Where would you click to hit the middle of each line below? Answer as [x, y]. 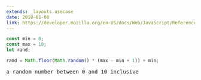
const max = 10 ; [26, 44]
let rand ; [19, 50]
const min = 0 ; [25, 39]
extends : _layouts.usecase [40, 12]
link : [13, 23]
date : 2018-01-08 [28, 17]
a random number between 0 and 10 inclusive [73, 71]
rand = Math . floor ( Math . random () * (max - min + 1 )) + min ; [83, 60]
